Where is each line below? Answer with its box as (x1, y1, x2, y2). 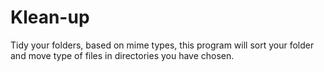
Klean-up (10, 6, 90, 29)
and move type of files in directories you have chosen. (10, 49, 235, 61)
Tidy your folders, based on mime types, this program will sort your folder (10, 39, 315, 51)
